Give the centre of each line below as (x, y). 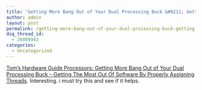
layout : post (23, 23)
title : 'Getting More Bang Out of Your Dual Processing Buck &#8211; (95, 12)
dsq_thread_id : (25, 34)
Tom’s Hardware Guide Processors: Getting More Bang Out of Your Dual (95, 68)
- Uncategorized (32, 51)
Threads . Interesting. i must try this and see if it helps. (73, 80)
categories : (21, 46)
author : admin (24, 17)
